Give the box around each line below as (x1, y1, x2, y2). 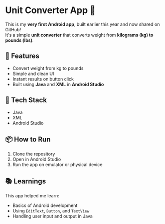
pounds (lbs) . (5, 37, 34, 43)
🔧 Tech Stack (5, 96, 47, 105)
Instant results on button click (12, 76, 74, 82)
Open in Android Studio (12, 156, 61, 163)
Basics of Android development (12, 202, 78, 208)
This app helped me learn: (5, 193, 59, 199)
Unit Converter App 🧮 (5, 5, 96, 16)
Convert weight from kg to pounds (12, 65, 84, 71)
